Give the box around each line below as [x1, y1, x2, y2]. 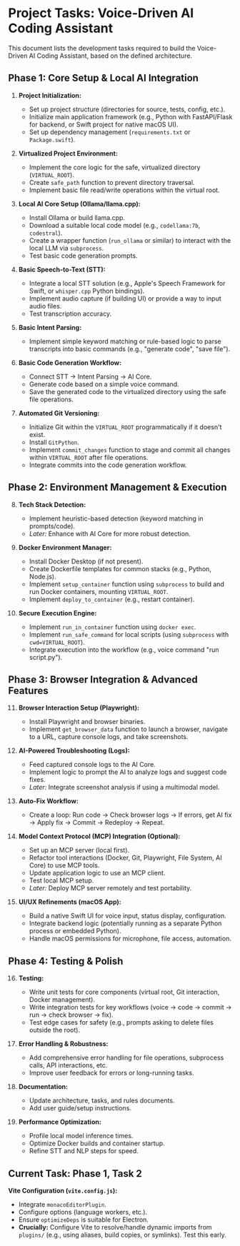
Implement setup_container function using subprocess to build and [29, 580, 224, 588]
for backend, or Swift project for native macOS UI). [29, 120, 179, 129]
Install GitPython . [29, 438, 79, 446]
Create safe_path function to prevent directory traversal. [29, 178, 195, 186]
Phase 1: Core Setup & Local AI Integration [8, 72, 199, 84]
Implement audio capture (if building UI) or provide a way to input [29, 294, 222, 303]
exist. [29, 430, 46, 438]
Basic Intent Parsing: [18, 323, 82, 331]
